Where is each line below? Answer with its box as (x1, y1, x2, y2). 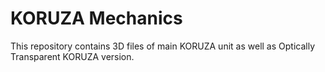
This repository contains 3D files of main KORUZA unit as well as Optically (10, 40, 316, 52)
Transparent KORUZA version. (10, 50, 135, 62)
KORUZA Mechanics (10, 7, 183, 30)
